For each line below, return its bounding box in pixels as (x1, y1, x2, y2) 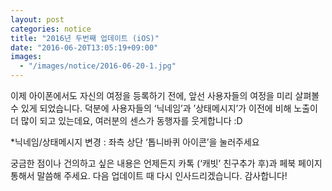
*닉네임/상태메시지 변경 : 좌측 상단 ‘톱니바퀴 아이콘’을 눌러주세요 (10, 136, 260, 148)
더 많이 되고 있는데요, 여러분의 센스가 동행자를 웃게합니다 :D (10, 115, 243, 126)
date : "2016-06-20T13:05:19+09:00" (10, 42, 159, 53)
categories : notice (10, 24, 92, 34)
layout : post (10, 14, 65, 25)
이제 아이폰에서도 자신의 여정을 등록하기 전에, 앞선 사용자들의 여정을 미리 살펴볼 (10, 90, 320, 101)
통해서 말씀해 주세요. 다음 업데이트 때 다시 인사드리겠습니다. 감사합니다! (10, 170, 288, 181)
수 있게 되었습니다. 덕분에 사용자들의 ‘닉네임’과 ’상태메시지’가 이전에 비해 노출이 (10, 102, 318, 114)
